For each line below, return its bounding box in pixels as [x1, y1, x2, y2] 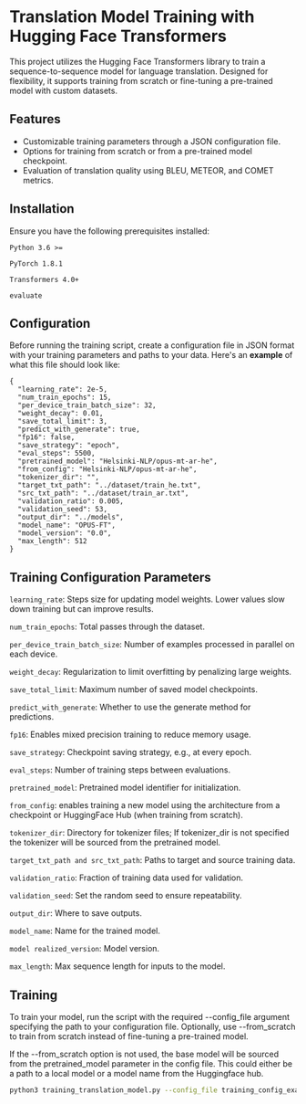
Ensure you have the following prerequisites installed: [9, 226, 210, 237]
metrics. [22, 174, 55, 185]
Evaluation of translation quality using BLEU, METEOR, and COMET [22, 164, 274, 175]
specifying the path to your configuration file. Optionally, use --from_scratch [9, 1021, 296, 1032]
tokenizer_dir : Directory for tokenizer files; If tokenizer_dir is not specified [9, 827, 290, 838]
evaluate [9, 290, 43, 300]
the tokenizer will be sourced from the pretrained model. [9, 837, 221, 848]
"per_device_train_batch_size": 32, [17, 401, 157, 410]
